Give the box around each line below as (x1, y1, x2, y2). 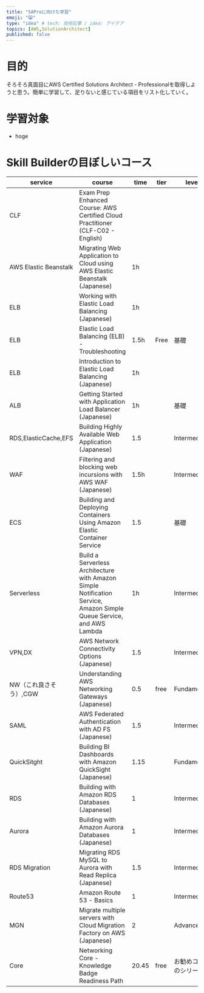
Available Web (78, 430, 120, 438)
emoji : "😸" (6, 15, 36, 21)
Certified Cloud (78, 211, 123, 220)
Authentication (78, 717, 121, 725)
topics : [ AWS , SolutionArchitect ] (6, 26, 91, 32)
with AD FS (78, 725, 111, 733)
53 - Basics (78, 896, 114, 904)
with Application (78, 397, 126, 406)
